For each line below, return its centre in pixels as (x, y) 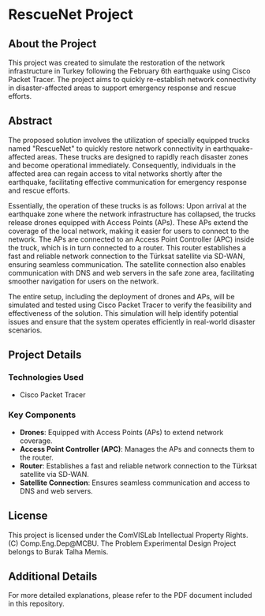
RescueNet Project (71, 15)
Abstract (30, 121)
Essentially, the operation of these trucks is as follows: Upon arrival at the (127, 205)
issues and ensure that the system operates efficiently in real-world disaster (132, 321)
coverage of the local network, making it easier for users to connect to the (129, 231)
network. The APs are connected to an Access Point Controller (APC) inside (131, 239)
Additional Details (53, 577)
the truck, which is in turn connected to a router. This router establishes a (127, 247)
